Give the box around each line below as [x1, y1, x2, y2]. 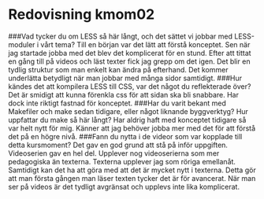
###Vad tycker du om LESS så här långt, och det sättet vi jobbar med [8, 31, 233, 41]
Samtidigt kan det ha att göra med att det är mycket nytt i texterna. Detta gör [8, 165, 256, 175]
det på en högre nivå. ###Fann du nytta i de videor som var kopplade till [8, 131, 243, 141]
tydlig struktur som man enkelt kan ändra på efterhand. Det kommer [8, 64, 229, 74]
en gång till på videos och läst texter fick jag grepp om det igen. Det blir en [8, 57, 251, 66]
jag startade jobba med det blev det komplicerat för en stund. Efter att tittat [8, 48, 251, 57]
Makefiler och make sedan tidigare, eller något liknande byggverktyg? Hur [8, 106, 248, 116]
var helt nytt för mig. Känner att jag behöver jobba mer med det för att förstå [8, 123, 256, 133]
